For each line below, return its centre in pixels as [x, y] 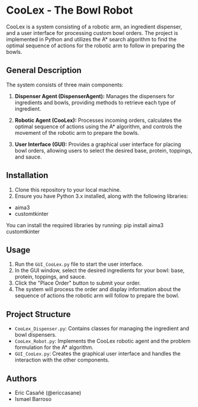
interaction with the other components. [62, 360]
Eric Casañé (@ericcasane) [48, 393]
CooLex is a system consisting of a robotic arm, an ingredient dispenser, [94, 27]
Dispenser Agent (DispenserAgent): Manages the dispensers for [95, 96]
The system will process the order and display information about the [98, 289]
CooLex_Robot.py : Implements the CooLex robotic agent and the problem [103, 341]
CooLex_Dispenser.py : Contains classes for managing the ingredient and [102, 328]
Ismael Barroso [33, 399]
